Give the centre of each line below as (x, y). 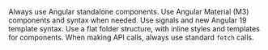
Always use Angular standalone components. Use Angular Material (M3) (129, 12)
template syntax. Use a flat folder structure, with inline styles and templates (134, 29)
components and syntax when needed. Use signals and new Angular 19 (128, 20)
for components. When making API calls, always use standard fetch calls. (131, 37)
